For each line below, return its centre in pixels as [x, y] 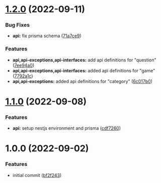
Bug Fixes [18, 25]
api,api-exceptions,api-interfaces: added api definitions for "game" [84, 70]
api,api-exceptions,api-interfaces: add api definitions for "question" [85, 60]
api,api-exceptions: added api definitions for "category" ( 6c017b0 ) [82, 81]
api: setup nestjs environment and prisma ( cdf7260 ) [67, 128]
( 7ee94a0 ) [23, 65]
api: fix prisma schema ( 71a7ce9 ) [47, 36]
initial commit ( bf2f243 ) [37, 175]
